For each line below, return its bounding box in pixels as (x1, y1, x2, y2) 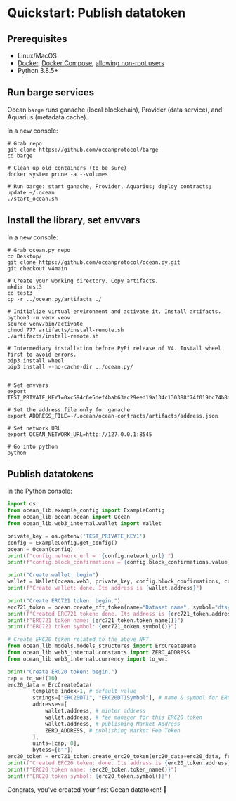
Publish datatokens (7, 468, 93, 480)
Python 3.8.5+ (17, 67, 59, 74)
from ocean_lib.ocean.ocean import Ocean (7, 514, 131, 521)
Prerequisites (7, 33, 67, 45)
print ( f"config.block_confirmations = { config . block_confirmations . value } (7, 559, 231, 566)
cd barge (7, 152, 33, 159)
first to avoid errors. (7, 351, 77, 358)
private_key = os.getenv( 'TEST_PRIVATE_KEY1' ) (7, 532, 146, 540)
